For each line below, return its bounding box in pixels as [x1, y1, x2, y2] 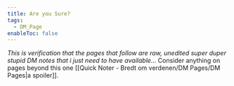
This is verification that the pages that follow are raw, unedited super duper [7, 49, 227, 57]
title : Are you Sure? [7, 10, 71, 17]
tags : [7, 17, 23, 24]
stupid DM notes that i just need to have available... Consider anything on [7, 57, 221, 65]
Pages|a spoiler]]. [7, 71, 59, 80]
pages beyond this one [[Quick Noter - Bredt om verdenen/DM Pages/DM [7, 64, 221, 72]
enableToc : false [7, 29, 58, 37]
